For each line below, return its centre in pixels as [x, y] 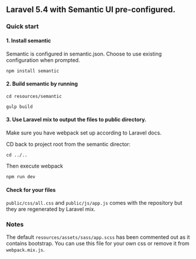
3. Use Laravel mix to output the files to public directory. [76, 120]
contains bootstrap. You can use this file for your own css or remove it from [98, 244]
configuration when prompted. [43, 60]
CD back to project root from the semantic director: [68, 144]
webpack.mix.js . [26, 250]
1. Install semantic [29, 40]
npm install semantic [33, 71]
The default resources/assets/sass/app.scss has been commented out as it [98, 237]
